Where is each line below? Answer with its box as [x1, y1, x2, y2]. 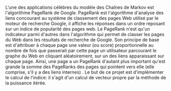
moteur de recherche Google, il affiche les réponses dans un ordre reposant [5, 20, 165, 26]
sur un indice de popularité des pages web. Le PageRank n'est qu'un [5, 26, 150, 32]
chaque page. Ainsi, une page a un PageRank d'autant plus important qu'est [5, 58, 166, 64]
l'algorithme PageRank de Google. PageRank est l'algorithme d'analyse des [5, 10, 164, 16]
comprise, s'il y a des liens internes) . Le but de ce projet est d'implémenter [5, 69, 164, 75]
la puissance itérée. [5, 80, 46, 86]
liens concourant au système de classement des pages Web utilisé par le [5, 15, 159, 21]
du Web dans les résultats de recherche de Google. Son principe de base [5, 37, 160, 43]
